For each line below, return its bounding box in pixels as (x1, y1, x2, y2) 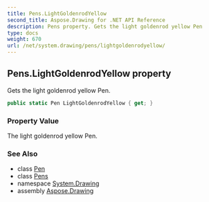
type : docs (7, 29, 39, 37)
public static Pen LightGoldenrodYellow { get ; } (7, 100, 154, 107)
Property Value (7, 116, 60, 125)
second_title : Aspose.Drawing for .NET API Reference (7, 17, 166, 24)
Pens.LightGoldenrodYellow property (7, 68, 172, 80)
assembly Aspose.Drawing (17, 187, 94, 195)
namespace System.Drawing (17, 179, 100, 187)
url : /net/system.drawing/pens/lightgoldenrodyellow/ (7, 42, 166, 49)
